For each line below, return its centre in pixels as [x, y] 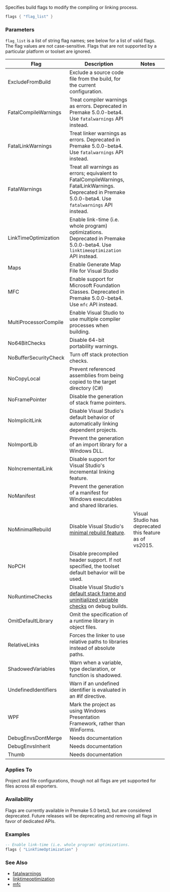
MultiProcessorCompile [36, 323]
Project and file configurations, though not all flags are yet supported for [81, 781]
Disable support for [92, 459]
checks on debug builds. [98, 606]
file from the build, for [95, 79]
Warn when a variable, [96, 663]
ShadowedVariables [32, 669]
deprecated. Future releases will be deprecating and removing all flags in [81, 815]
